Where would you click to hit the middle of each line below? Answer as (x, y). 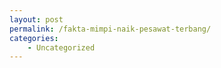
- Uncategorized (61, 47)
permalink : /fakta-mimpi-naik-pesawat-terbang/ (110, 29)
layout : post (36, 19)
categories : (34, 38)
